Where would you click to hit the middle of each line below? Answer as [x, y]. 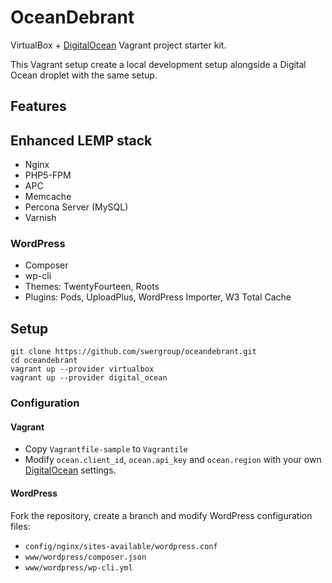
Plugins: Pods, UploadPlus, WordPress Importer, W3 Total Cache [158, 297]
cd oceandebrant [44, 361]
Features [38, 106]
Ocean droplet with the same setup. [84, 75]
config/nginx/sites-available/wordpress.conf [121, 546]
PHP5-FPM [48, 175]
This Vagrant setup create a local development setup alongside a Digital [158, 64]
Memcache [48, 197]
